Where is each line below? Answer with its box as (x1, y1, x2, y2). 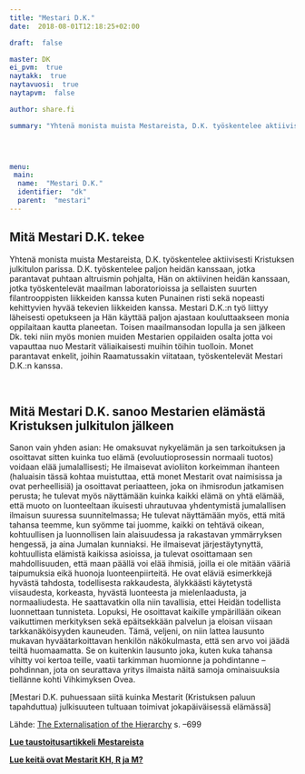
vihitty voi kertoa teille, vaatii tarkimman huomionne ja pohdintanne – (9, 655, 266, 666)
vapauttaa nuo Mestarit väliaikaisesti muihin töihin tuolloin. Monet (9, 340, 254, 351)
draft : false (9, 38, 64, 47)
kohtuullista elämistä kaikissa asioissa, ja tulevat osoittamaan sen (9, 548, 252, 559)
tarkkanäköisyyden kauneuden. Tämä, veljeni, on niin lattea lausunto (9, 626, 265, 637)
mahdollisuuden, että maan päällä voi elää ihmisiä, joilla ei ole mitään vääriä (9, 558, 290, 569)
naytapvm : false (9, 88, 75, 97)
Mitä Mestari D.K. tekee (9, 229, 145, 246)
